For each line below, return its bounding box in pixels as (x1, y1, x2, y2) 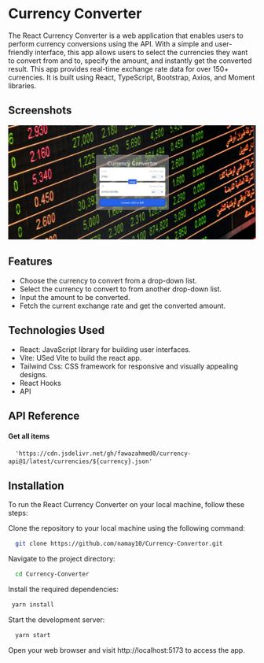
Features (8, 255, 53, 269)
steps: (8, 509, 28, 518)
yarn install (11, 600, 55, 609)
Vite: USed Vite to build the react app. (19, 353, 142, 362)
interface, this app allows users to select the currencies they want (35, 47, 248, 57)
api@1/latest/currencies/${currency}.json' (8, 457, 153, 465)
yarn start (15, 631, 51, 639)
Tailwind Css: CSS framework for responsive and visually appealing (19, 361, 238, 371)
